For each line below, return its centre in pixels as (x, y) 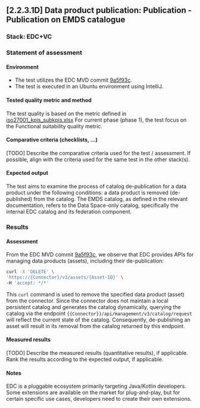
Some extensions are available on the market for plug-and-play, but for (93, 392)
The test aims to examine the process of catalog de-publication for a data (96, 186)
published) (19, 199)
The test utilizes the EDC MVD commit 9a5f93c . (73, 80)
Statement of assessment (44, 52)
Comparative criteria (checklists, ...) (52, 140)
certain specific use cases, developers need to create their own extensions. (99, 399)
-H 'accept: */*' (28, 283)
